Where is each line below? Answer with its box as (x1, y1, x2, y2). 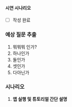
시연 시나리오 (5, 5, 31, 11)
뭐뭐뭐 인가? (12, 44, 37, 50)
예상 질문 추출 (5, 31, 37, 38)
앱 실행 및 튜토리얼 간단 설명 (12, 96, 67, 102)
